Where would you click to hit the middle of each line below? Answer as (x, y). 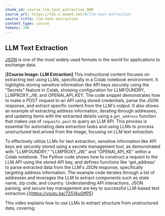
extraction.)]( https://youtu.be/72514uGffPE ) (49, 193)
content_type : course (27, 23)
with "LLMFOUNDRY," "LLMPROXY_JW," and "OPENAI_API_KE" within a (78, 151)
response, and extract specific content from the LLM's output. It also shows (82, 106)
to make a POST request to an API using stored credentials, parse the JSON (82, 100)
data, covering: (20, 208)
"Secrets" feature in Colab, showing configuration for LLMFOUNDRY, (75, 90)
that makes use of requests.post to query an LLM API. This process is (76, 121)
